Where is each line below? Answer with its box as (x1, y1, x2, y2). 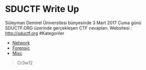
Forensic (12, 45, 30, 51)
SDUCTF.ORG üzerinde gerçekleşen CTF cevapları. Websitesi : (5, 25, 132, 31)
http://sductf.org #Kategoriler (5, 30, 65, 36)
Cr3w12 (17, 60, 33, 66)
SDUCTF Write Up (5, 3, 80, 15)
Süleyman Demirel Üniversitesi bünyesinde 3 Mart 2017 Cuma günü (5, 20, 142, 26)
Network (12, 39, 30, 45)
